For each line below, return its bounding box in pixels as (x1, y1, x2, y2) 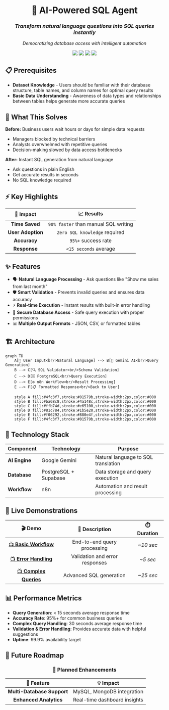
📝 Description (77, 526, 112, 533)
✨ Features (5, 262, 41, 271)
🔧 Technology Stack (5, 430, 69, 439)
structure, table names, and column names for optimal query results (12, 87, 153, 93)
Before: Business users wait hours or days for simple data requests (5, 126, 145, 132)
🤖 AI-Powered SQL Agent (31, 5, 138, 16)
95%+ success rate (69, 237, 112, 244)
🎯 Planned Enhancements (52, 667, 117, 674)
